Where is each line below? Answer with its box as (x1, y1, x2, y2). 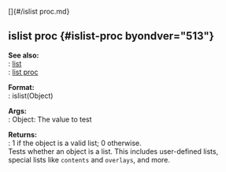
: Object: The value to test (8, 114, 92, 124)
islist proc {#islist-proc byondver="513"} (8, 29, 215, 43)
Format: (8, 82, 35, 92)
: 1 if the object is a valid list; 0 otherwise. (8, 138, 142, 148)
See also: (8, 50, 39, 60)
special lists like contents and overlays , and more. (8, 155, 171, 164)
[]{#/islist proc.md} (8, 7, 70, 16)
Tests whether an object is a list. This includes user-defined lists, (8, 146, 219, 156)
